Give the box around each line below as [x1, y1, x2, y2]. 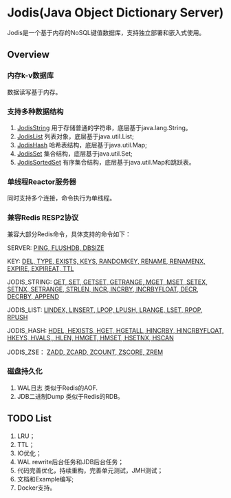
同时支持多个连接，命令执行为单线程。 [7, 194, 115, 203]
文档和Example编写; [16, 475, 74, 483]
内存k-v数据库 [7, 71, 54, 81]
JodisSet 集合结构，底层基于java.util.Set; [16, 149, 133, 158]
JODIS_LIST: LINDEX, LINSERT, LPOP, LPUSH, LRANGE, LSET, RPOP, [7, 305, 203, 314]
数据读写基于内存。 [7, 87, 62, 96]
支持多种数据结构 [7, 107, 64, 116]
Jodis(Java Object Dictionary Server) [7, 5, 224, 21]
